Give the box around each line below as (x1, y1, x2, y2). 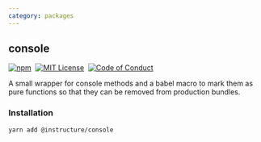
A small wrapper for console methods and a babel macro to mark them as (8, 78, 253, 89)
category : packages (8, 11, 74, 20)
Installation (8, 107, 54, 119)
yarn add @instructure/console (8, 126, 114, 134)
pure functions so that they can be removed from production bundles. (8, 87, 241, 97)
